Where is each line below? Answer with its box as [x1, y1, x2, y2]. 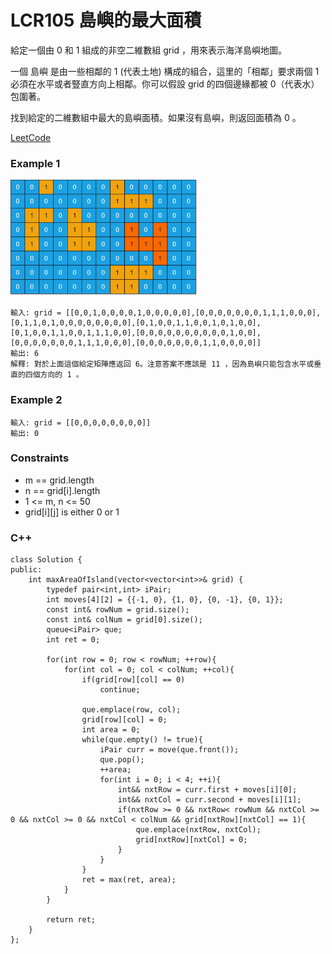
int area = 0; [81, 725, 141, 735]
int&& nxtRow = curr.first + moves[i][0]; [117, 785, 298, 795]
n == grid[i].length [24, 484, 101, 496]
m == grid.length [24, 474, 95, 486]
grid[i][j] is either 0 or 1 [24, 506, 120, 518]
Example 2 [10, 393, 63, 407]
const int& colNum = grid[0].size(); [46, 615, 203, 625]
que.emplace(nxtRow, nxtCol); [135, 825, 262, 835]
